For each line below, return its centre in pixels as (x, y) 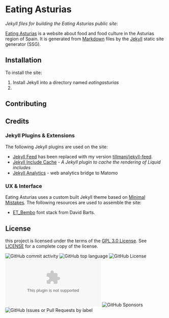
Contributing (26, 104)
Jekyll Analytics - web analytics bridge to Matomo (65, 173)
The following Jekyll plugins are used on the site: (57, 147)
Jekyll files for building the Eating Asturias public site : (62, 23)
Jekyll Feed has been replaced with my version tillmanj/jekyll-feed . (82, 156)
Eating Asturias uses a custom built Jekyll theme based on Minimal (75, 197)
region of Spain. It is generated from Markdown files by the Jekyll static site (84, 39)
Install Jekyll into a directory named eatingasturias (66, 82)
